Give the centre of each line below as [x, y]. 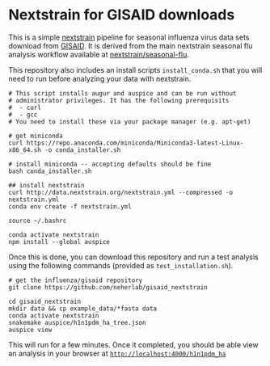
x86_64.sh [25, 150]
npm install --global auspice [59, 242]
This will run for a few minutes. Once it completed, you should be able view [133, 344]
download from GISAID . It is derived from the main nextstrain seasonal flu [131, 45]
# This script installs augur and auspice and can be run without [122, 93]
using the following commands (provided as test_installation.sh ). [121, 265]
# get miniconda [36, 136]
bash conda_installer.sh [50, 171]
